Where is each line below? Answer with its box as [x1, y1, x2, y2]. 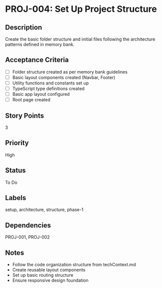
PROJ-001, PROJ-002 [5, 234, 50, 240]
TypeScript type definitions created [12, 85, 85, 91]
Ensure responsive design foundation [12, 278, 89, 284]
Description [5, 23, 42, 32]
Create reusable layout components [12, 267, 86, 273]
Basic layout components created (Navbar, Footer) [12, 74, 115, 80]
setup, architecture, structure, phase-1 [5, 206, 84, 213]
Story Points [5, 111, 44, 120]
